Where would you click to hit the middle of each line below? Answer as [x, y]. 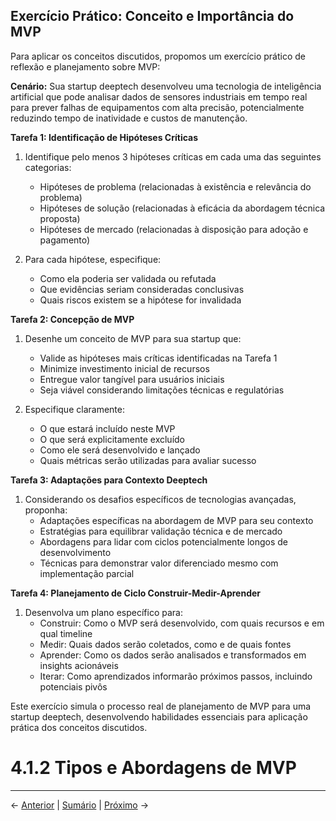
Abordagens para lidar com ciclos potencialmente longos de [164, 541]
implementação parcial [87, 573]
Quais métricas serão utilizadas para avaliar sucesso [148, 460]
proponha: [46, 510]
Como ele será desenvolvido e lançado [120, 450]
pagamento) [65, 240]
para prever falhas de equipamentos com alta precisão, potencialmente [157, 107]
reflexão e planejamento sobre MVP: [85, 66]
